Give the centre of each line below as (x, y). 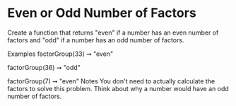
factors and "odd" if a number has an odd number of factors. (96, 40)
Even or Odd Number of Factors (102, 13)
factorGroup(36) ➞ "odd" (44, 67)
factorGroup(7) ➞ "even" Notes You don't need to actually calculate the (111, 81)
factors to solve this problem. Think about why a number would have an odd (118, 88)
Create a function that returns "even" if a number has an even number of (113, 33)
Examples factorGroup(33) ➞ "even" (60, 54)
